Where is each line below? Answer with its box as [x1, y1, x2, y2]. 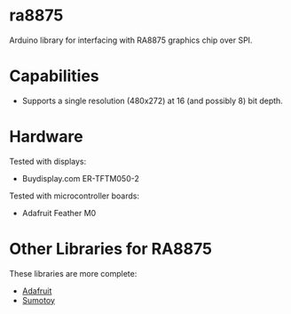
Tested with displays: [9, 156, 87, 166]
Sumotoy [21, 294, 56, 305]
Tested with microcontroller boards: [9, 190, 140, 201]
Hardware [9, 126, 83, 147]
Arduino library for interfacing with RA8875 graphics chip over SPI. [9, 35, 253, 45]
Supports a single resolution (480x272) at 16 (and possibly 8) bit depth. [21, 95, 284, 106]
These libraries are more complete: [9, 268, 138, 278]
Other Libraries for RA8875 [9, 239, 213, 259]
